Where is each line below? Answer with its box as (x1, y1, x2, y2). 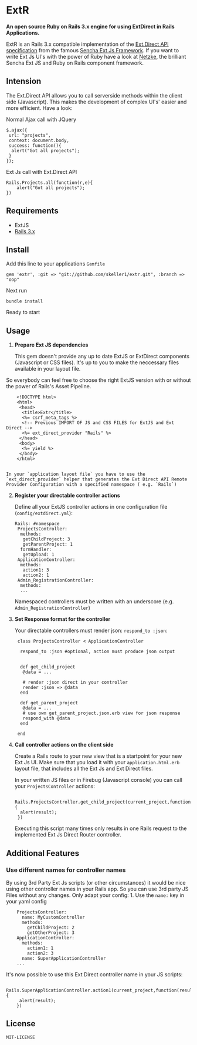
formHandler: (20, 547, 52, 553)
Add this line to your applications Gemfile (6, 260, 106, 267)
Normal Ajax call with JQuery (6, 116, 77, 123)
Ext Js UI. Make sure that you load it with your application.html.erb (14, 759, 180, 766)
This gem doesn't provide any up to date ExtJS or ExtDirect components (14, 353, 189, 360)
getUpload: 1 (22, 552, 55, 558)
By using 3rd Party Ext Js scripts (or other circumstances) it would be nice (6, 879, 186, 886)
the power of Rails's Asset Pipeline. (6, 383, 91, 390)
